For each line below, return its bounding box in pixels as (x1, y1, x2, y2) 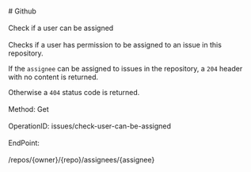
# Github (8, 6, 37, 16)
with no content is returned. (8, 72, 99, 82)
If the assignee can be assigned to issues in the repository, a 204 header (8, 64, 243, 73)
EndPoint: (8, 138, 40, 147)
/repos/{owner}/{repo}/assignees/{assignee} (8, 155, 155, 164)
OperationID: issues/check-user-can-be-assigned (8, 121, 172, 131)
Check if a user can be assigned (8, 23, 114, 32)
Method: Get (8, 105, 49, 113)
